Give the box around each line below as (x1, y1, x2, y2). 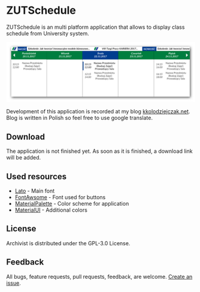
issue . (6, 279, 21, 287)
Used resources (6, 171, 67, 182)
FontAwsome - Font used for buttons (14, 194, 106, 201)
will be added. (6, 154, 41, 161)
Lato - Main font (14, 187, 55, 195)
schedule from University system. (6, 29, 90, 37)
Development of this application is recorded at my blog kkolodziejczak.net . (6, 108, 190, 115)
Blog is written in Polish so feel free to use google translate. (6, 115, 153, 122)
